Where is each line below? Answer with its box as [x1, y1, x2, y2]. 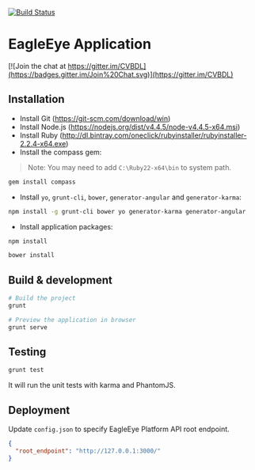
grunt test [8, 366, 44, 374]
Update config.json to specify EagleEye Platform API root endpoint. [8, 424, 230, 434]
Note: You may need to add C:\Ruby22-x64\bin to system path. [27, 162, 232, 172]
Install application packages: [19, 222, 113, 231]
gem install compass [8, 178, 77, 186]
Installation [8, 93, 65, 106]
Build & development [8, 273, 112, 286]
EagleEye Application [8, 36, 152, 53]
